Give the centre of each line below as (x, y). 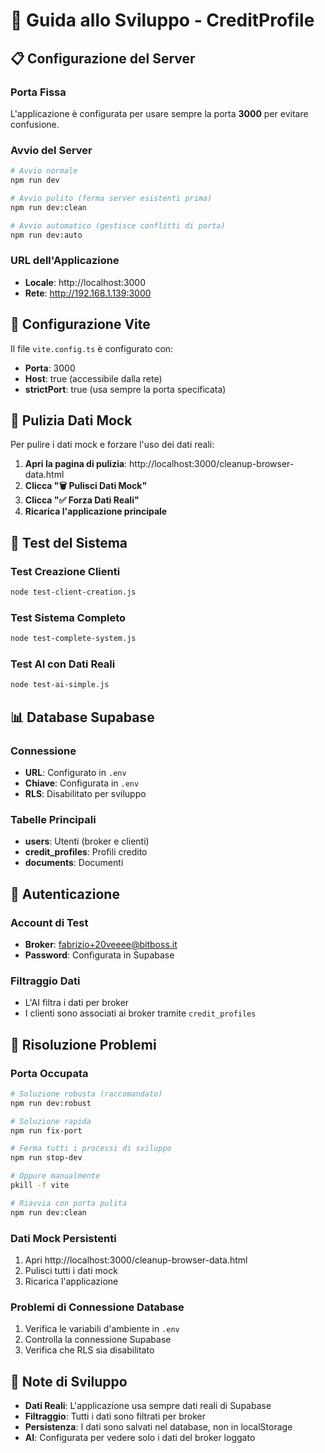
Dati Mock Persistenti (63, 1238)
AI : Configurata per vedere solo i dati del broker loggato (140, 1438)
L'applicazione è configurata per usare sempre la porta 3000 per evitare (159, 113)
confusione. (35, 124)
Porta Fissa (38, 92)
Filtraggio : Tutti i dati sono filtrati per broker (115, 1416)
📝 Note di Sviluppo (69, 1381)
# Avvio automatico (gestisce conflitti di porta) (118, 225)
